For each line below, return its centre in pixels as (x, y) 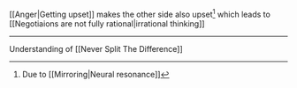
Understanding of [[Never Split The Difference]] (96, 48)
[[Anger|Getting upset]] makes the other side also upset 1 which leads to (140, 14)
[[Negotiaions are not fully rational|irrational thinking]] (107, 23)
